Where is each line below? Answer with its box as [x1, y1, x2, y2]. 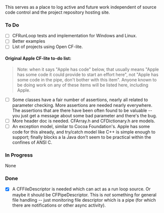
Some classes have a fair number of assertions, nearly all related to [12, 97, 148, 103]
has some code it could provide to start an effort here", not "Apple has [17, 71, 159, 78]
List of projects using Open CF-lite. [12, 44, 83, 50]
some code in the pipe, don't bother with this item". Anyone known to [17, 77, 157, 82]
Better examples [12, 38, 46, 44]
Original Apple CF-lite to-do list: [5, 55, 71, 61]
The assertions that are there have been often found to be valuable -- [12, 107, 153, 113]
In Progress [5, 152, 33, 159]
